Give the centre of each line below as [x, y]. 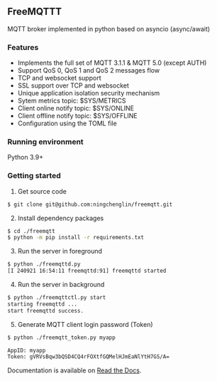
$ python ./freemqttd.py [44, 264]
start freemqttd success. [45, 310]
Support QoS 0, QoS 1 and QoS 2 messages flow [89, 71]
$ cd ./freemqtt [31, 231]
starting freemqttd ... [43, 304]
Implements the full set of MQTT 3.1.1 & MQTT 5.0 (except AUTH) [112, 63]
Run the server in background [61, 285]
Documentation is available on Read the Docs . [74, 370]
